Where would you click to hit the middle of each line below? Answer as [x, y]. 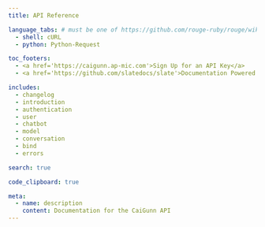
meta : [17, 196]
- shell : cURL [38, 37]
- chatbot [31, 124]
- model [28, 132]
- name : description [49, 203]
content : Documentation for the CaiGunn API [97, 211]
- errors [30, 153]
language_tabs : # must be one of [63, 30]
